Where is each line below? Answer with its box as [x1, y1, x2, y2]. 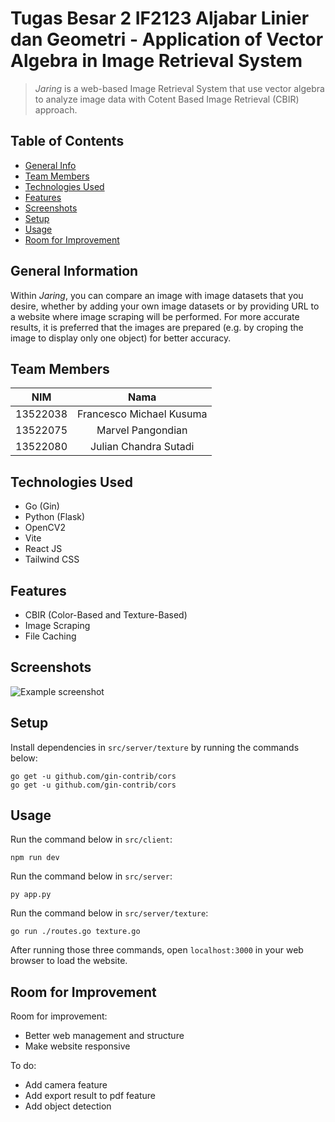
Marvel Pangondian [96, 423, 188, 437]
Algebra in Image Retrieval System [10, 50, 303, 72]
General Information [10, 263, 139, 280]
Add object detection [24, 1100, 112, 1112]
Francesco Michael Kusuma [77, 407, 208, 421]
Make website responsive [24, 1040, 131, 1052]
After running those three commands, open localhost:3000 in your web [10, 944, 304, 956]
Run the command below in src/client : [10, 833, 173, 846]
